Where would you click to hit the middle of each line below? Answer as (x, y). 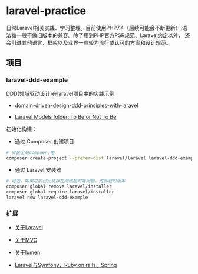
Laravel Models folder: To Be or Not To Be (65, 116)
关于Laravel (29, 228)
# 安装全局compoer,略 (30, 152)
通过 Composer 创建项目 (44, 141)
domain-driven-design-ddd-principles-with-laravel (76, 105)
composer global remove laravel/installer (59, 186)
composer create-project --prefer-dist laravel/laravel (76, 158)
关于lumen (27, 253)
